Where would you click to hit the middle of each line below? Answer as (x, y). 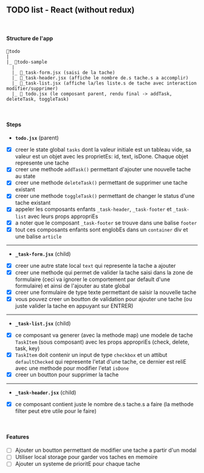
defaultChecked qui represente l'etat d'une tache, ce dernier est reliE (101, 362)
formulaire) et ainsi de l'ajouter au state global (73, 285)
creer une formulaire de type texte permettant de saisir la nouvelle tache (106, 292)
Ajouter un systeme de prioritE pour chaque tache (78, 464)
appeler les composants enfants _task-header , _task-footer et (93, 209)
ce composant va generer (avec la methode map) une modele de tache (104, 335)
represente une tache (42, 163)
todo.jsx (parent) (37, 138)
